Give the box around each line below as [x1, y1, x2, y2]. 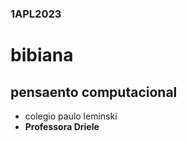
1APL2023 [10, 7, 62, 21]
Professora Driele [24, 120, 100, 132]
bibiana [10, 44, 74, 67]
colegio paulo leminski [24, 110, 118, 122]
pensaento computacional [10, 83, 178, 101]
